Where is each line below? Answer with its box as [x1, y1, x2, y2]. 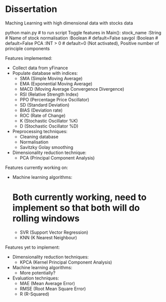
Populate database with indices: [12, 70, 78, 76]
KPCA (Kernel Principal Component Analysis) [19, 259, 112, 265]
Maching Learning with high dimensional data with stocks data [5, 20, 133, 26]
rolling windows [12, 213, 80, 224]
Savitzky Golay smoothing [19, 144, 74, 150]
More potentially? [19, 270, 56, 276]
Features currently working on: [5, 164, 68, 170]
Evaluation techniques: [12, 275, 59, 281]
